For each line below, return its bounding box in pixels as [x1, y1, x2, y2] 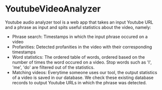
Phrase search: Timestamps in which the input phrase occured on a [12, 34, 148, 39]
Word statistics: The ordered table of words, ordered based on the [12, 54, 145, 60]
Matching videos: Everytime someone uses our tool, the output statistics [12, 69, 157, 75]
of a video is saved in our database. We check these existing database [12, 75, 154, 80]
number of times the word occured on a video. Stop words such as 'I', [12, 59, 152, 65]
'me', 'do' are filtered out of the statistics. [12, 64, 95, 70]
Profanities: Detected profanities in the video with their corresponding [12, 44, 152, 50]
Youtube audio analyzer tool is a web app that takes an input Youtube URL [5, 19, 153, 25]
